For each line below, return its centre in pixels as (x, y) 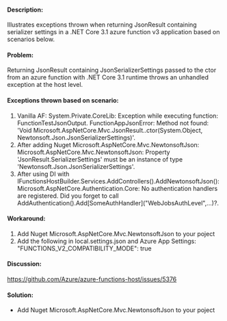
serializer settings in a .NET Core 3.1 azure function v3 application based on (113, 32)
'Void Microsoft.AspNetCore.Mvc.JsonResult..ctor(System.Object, (110, 130)
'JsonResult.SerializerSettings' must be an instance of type (100, 159)
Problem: (21, 55)
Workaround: (26, 218)
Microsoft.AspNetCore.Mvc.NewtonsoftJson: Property (93, 152)
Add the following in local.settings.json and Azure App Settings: (106, 241)
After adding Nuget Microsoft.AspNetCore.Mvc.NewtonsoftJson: (108, 144)
